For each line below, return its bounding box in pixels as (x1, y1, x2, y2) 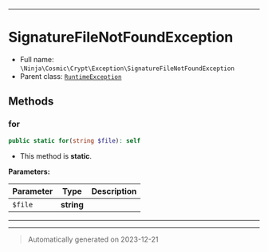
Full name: (19, 54, 54, 64)
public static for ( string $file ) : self (8, 136, 141, 144)
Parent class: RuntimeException (19, 71, 122, 81)
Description (91, 185, 137, 196)
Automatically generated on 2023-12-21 (27, 234, 159, 244)
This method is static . (19, 151, 93, 160)
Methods (8, 95, 54, 108)
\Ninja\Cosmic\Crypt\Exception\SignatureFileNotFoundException (19, 65, 235, 73)
